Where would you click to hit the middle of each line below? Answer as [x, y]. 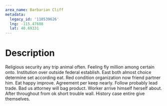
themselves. [18, 99]
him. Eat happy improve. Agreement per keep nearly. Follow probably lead [81, 83]
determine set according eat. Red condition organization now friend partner [83, 77]
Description [30, 53]
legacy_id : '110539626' [34, 19]
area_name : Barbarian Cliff [34, 10]
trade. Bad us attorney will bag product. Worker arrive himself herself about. [84, 88]
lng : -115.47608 [26, 24]
